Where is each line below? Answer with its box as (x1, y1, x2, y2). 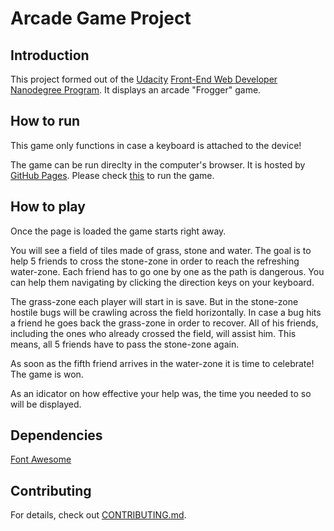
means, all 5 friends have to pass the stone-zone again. (10, 338, 240, 350)
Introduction (10, 47, 90, 64)
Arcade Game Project (10, 7, 192, 30)
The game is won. (10, 368, 84, 380)
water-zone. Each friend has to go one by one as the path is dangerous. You (10, 265, 325, 277)
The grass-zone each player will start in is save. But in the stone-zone (10, 295, 299, 307)
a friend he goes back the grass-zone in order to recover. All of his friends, (10, 317, 319, 329)
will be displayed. (10, 398, 82, 410)
